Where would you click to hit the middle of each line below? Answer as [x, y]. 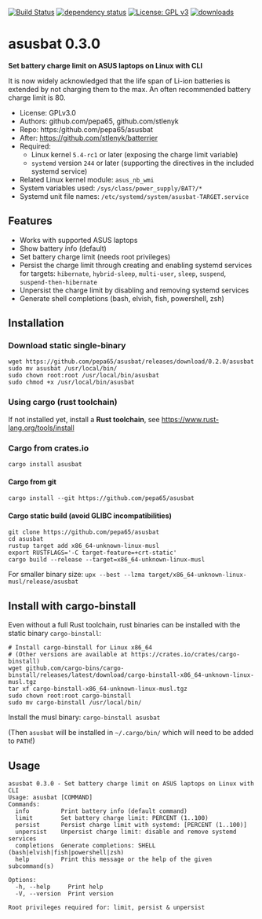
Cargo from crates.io [48, 448]
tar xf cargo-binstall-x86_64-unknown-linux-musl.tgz [98, 689]
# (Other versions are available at [68, 655]
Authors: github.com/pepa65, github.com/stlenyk [99, 121]
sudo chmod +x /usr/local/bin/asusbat [71, 382]
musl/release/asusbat [44, 582]
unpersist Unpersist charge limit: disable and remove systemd [126, 832]
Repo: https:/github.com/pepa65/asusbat [86, 129]
